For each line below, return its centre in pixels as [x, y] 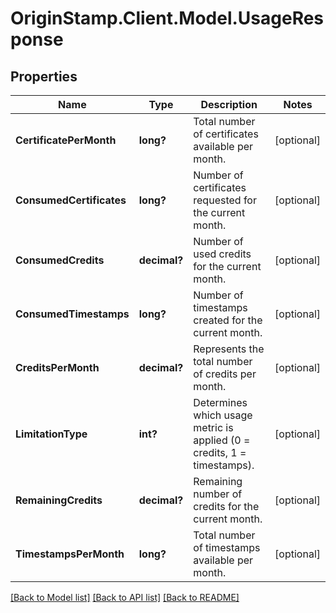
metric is [213, 427]
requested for [225, 200]
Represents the [229, 349]
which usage [223, 415]
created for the [228, 320]
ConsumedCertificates [71, 200]
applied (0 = [222, 440]
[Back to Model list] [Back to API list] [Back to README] [125, 597]
